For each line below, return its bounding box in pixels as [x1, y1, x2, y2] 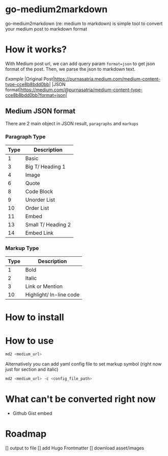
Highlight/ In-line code [25, 291, 80, 299]
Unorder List [25, 196, 55, 203]
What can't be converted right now [5, 393, 156, 405]
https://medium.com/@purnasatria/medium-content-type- [20, 87, 143, 93]
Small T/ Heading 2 [25, 221, 71, 228]
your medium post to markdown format [5, 25, 88, 32]
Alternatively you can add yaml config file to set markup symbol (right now [5, 361, 162, 367]
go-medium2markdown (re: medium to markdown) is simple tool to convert [5, 20, 163, 26]
